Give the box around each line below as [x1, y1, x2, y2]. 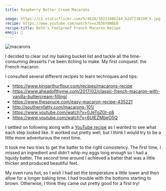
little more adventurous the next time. [5, 135, 82, 141]
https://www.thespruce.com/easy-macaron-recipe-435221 [12, 99, 133, 105]
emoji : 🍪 [5, 30, 23, 35]
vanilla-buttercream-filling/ [12, 94, 67, 100]
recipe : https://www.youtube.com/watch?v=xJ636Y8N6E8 [5, 21, 119, 26]
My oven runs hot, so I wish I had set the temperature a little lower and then [5, 170, 160, 176]
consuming [5, 59, 28, 64]
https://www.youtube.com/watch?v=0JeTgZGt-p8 [12, 110, 114, 116]
